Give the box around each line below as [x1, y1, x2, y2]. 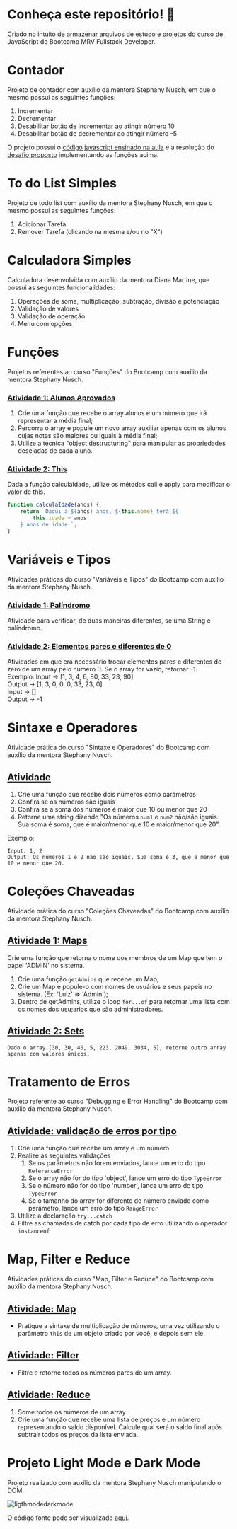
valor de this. [7, 487, 45, 496]
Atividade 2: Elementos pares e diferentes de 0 [7, 641, 172, 651]
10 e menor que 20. [7, 860, 65, 867]
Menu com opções [17, 319, 73, 328]
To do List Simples [7, 175, 117, 192]
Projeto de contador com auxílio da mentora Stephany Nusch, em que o [7, 85, 216, 94]
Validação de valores [17, 304, 79, 313]
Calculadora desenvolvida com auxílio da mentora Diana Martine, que [7, 275, 210, 284]
